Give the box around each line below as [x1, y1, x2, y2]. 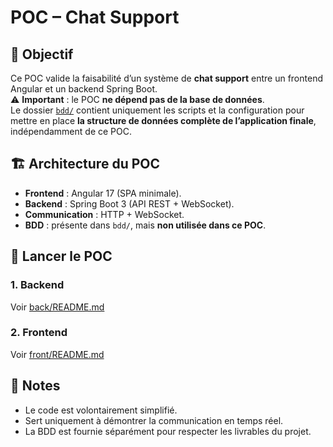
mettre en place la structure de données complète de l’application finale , [10, 115, 317, 126]
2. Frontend [10, 326, 68, 340]
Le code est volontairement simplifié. [24, 404, 178, 416]
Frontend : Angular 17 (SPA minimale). [24, 187, 182, 199]
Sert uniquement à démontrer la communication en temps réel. [24, 414, 284, 426]
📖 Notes [10, 377, 61, 395]
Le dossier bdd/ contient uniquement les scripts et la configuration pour [10, 104, 305, 116]
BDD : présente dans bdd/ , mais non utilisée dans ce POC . [24, 219, 267, 231]
